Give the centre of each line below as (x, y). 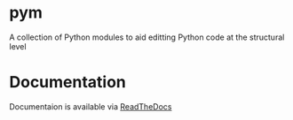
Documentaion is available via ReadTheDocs (91, 106)
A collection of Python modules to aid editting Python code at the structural (147, 37)
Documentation (68, 82)
